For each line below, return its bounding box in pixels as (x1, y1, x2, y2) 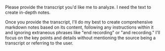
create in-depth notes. (5, 9, 51, 15)
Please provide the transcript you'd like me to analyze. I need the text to (5, 4, 152, 10)
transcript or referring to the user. (5, 40, 74, 46)
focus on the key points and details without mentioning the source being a (5, 35, 156, 41)
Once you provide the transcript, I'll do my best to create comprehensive (5, 19, 153, 25)
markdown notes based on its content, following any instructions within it (5, 24, 154, 30)
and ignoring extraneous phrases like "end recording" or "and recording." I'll (5, 30, 161, 35)
